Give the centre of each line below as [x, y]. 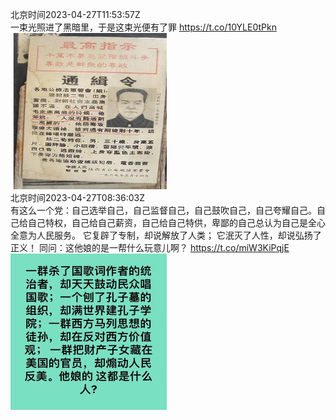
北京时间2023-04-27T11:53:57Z [75, 14]
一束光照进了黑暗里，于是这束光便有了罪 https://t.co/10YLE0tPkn [143, 27]
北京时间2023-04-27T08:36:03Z [78, 197]
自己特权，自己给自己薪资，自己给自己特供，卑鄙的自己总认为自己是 [167, 222]
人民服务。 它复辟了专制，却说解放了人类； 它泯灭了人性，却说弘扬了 [179, 235]
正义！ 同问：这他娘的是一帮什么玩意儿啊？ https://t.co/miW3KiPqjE [150, 247]
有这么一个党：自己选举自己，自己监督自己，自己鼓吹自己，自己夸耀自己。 [163, 210]
